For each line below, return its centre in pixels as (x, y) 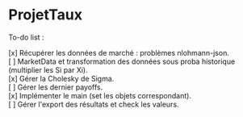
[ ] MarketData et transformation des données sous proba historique (122, 61)
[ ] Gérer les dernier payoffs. (56, 87)
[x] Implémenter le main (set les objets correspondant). (100, 95)
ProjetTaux (46, 15)
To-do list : (26, 37)
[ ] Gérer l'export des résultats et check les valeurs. (94, 104)
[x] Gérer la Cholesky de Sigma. (61, 78)
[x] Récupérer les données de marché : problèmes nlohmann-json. (119, 52)
